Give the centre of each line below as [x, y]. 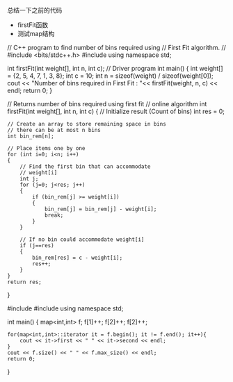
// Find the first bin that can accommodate [85, 167]
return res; [24, 282]
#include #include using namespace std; [65, 308]
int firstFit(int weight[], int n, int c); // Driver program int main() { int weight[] [115, 68]
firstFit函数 [33, 25]
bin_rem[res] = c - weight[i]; [78, 258]
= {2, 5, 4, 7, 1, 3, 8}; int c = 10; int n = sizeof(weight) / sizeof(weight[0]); [110, 76]
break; [54, 215]
